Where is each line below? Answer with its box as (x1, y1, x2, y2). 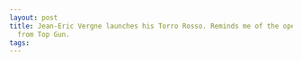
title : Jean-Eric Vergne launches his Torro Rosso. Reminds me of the (9, 22, 280, 30)
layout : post (9, 13, 58, 22)
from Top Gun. (17, 30, 70, 39)
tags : (9, 38, 30, 48)
